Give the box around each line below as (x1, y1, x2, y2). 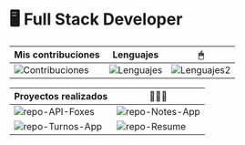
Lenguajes (112, 48, 159, 61)
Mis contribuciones (14, 48, 100, 61)
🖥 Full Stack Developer (9, 9, 183, 30)
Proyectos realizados (14, 89, 108, 102)
